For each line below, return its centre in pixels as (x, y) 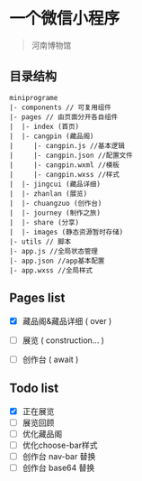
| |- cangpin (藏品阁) (52, 136)
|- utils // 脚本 (40, 241)
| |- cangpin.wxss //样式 (64, 174)
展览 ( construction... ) (63, 340)
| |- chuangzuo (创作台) (56, 203)
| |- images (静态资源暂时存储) (67, 232)
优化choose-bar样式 (60, 445)
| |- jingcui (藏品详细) (55, 184)
